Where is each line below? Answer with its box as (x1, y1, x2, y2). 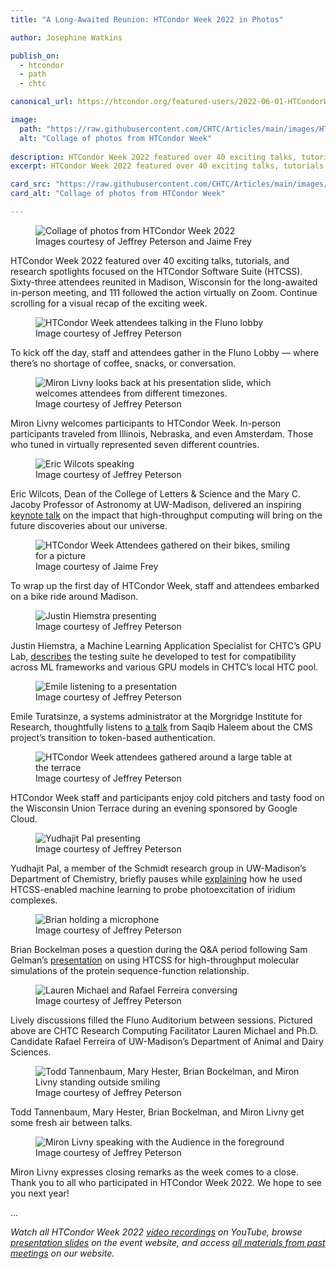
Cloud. (10, 812, 38, 825)
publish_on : (10, 51, 60, 61)
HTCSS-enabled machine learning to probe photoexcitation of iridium (10, 883, 296, 895)
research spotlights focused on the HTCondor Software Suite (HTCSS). (10, 265, 303, 277)
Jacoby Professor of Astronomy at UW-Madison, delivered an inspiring (10, 498, 302, 510)
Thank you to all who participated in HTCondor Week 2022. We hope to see (10, 1176, 322, 1188)
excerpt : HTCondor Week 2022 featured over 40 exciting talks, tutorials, (10, 161, 329, 171)
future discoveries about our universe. (10, 519, 168, 531)
